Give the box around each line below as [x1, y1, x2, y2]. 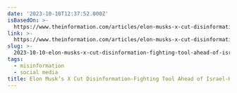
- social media [13, 69, 59, 76]
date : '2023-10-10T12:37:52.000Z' [7, 10, 109, 17]
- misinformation [13, 62, 65, 69]
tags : [7, 56, 23, 63]
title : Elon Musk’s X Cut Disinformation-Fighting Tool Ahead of [7, 75, 203, 83]
